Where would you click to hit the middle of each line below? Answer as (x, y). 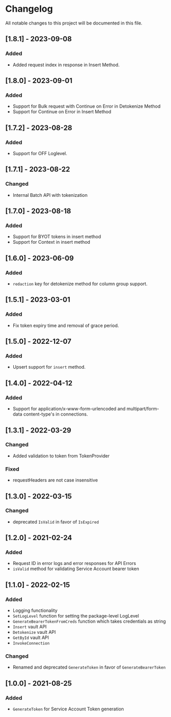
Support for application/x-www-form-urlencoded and (69, 409)
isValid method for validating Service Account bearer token (76, 569)
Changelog (29, 9)
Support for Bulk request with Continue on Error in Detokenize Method (87, 106)
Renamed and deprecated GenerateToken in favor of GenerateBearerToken (89, 667)
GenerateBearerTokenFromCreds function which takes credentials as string (89, 621)
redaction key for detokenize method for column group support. (80, 284)
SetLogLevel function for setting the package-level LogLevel (76, 616)
